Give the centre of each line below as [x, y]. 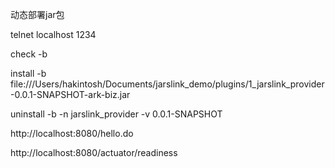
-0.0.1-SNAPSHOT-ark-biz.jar [70, 94]
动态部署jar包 [37, 14]
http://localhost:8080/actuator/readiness [94, 152]
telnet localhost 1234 [53, 34]
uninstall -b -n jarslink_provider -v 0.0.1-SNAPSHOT [116, 114]
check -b [29, 54]
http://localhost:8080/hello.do [72, 133]
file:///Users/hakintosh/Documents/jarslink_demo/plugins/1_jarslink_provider [167, 84]
